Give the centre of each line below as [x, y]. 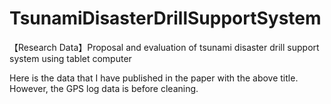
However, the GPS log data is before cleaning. [104, 88]
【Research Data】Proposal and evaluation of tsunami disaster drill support [164, 47]
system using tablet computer [70, 58]
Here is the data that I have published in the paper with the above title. [154, 78]
